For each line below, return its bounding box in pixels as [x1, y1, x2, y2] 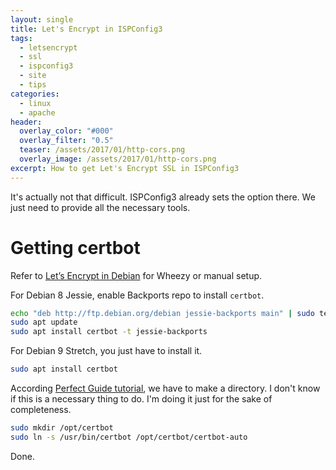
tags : [10, 33, 33, 43]
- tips [19, 80, 47, 90]
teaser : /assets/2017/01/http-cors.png [19, 145, 186, 155]
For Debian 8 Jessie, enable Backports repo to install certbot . [10, 289, 265, 301]
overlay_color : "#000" [19, 126, 114, 136]
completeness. [10, 404, 72, 416]
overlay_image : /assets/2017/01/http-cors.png [19, 154, 217, 164]
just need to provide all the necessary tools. [10, 201, 191, 213]
